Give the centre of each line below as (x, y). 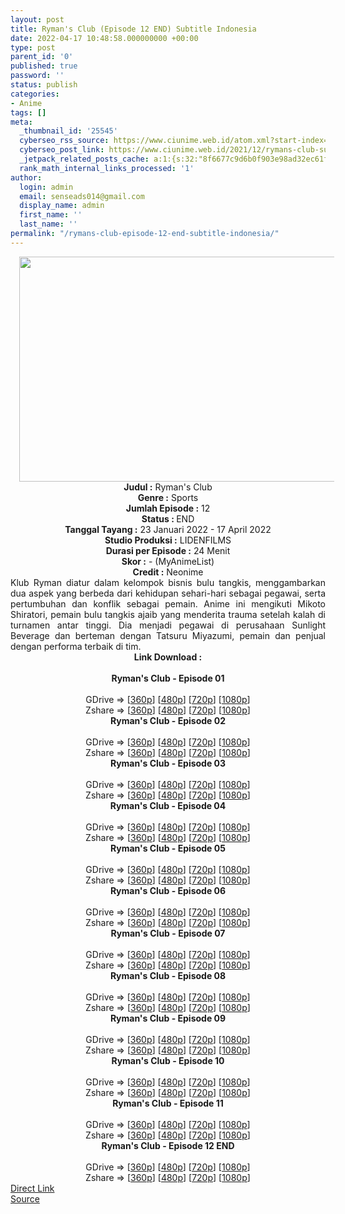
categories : (35, 94)
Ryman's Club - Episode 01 (168, 678)
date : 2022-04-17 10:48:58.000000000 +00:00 (104, 38)
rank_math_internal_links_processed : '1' (107, 168)
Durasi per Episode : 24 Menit (168, 550)
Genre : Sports (168, 497)
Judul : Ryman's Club (168, 487)
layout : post (37, 19)
